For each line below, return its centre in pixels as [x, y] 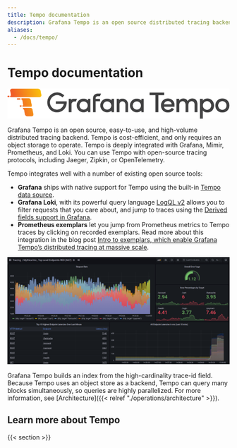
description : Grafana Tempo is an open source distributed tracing [109, 22]
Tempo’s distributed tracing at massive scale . [83, 248]
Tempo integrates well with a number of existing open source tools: [105, 174]
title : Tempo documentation [49, 15]
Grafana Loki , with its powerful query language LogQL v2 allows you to [121, 202]
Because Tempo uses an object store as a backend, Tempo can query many [117, 383]
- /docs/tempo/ [36, 37]
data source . [36, 195]
